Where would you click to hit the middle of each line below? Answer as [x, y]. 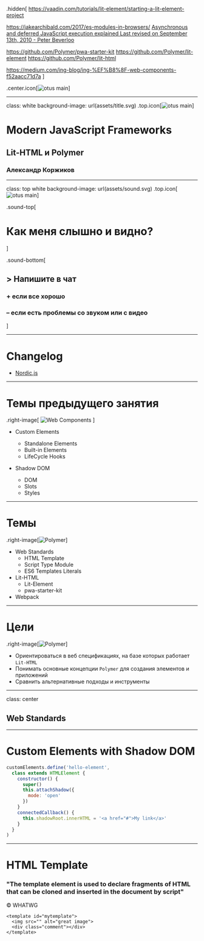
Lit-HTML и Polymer [45, 152]
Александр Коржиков [40, 169]
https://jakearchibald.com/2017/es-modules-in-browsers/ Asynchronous [97, 27]
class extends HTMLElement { [49, 773]
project [15, 15]
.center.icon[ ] [39, 88]
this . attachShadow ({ [48, 790]
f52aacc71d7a [24, 76]
